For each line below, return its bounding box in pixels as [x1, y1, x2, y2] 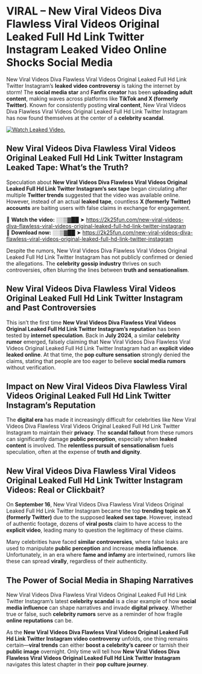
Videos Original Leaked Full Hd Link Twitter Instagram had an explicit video [6, 344, 194, 352]
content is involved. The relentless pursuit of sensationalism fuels [6, 442, 174, 449]
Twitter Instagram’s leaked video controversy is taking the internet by [6, 82, 180, 89]
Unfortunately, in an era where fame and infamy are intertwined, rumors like [6, 551, 196, 558]
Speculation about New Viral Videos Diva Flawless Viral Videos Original [6, 178, 188, 186]
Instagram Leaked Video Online [6, 43, 167, 57]
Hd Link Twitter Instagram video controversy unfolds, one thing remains [6, 635, 188, 642]
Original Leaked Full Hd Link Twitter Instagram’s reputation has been [6, 325, 181, 332]
